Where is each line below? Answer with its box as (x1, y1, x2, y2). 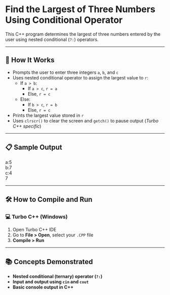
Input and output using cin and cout (12, 279, 89, 285)
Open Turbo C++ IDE (12, 227, 57, 233)
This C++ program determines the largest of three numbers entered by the (5, 31, 161, 37)
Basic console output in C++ (12, 284, 74, 290)
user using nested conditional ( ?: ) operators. (5, 36, 99, 43)
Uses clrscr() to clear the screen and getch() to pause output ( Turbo (12, 117, 159, 123)
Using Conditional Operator (5, 14, 123, 26)
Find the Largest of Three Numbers (5, 4, 156, 15)
